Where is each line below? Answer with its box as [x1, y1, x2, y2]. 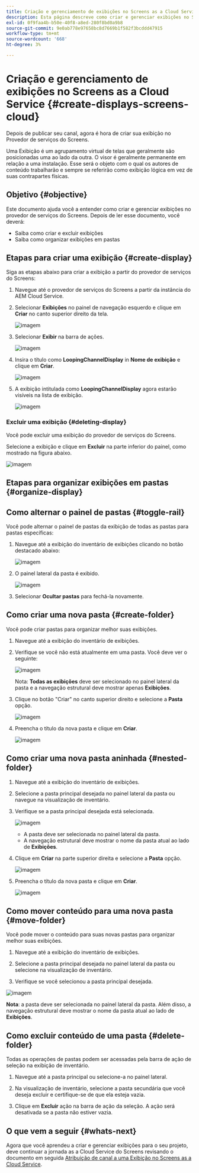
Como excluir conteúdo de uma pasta [6, 1030, 147, 1040]
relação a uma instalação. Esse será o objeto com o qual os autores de [6, 160, 179, 167]
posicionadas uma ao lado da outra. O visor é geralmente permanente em [6, 153, 186, 160]
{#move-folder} [6, 915, 66, 925]
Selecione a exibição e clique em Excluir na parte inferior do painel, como [6, 443, 187, 450]
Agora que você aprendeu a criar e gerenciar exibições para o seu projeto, [6, 1142, 188, 1149]
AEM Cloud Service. [14, 292, 64, 299]
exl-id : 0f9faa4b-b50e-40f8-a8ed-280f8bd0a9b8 [6, 20, 123, 25]
